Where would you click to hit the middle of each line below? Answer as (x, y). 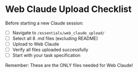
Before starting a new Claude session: (44, 23)
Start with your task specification (46, 55)
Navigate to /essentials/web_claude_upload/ (58, 32)
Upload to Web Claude (36, 44)
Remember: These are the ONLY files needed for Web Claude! (69, 65)
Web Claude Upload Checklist (68, 9)
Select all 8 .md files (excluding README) (55, 38)
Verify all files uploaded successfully (50, 50)
